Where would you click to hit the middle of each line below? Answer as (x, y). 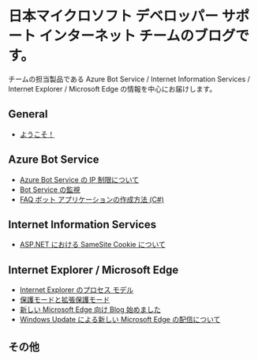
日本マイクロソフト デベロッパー (114, 16)
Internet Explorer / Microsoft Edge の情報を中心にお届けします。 (112, 88)
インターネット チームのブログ (137, 36)
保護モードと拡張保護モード (65, 300)
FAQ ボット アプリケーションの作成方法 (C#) (92, 199)
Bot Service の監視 (50, 189)
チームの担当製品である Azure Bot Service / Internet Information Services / (129, 79)
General (28, 114)
